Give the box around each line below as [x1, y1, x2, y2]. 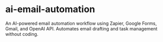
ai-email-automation [5, 4, 95, 15]
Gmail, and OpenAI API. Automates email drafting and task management [5, 25, 158, 31]
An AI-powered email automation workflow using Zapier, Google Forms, [5, 20, 157, 26]
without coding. [5, 31, 39, 37]
